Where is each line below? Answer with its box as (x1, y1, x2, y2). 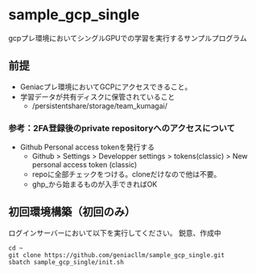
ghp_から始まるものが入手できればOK (31, 179, 158, 190)
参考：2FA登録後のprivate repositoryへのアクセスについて (8, 122, 236, 133)
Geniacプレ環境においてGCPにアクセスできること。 (19, 82, 192, 92)
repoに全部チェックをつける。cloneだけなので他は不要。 (31, 170, 221, 179)
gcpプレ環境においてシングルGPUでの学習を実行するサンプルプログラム (8, 33, 247, 43)
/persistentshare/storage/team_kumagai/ (31, 100, 167, 110)
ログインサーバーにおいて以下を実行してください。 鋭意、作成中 (8, 227, 221, 238)
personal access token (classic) (31, 160, 138, 170)
